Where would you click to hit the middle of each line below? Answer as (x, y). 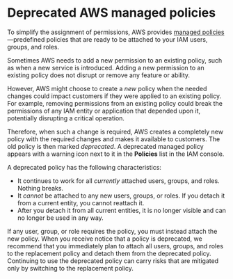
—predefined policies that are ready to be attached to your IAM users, (107, 39)
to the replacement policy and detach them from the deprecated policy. (109, 253)
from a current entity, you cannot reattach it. (81, 202)
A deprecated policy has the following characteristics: (85, 167)
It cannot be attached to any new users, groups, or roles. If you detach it (121, 196)
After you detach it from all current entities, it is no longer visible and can (121, 210)
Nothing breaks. (40, 188)
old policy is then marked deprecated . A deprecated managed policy (105, 146)
